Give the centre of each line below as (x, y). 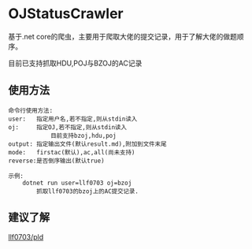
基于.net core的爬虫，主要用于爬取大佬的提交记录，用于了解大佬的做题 (123, 36)
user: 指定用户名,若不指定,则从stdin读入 (73, 119)
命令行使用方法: (31, 110)
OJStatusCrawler (66, 14)
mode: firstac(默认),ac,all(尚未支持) (72, 152)
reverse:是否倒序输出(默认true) (56, 161)
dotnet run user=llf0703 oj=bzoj (77, 183)
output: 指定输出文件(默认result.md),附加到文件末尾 (87, 144)
